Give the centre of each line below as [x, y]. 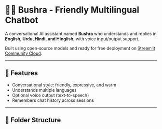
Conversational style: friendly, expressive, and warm [64, 85]
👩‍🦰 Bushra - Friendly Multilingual [72, 10]
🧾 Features [21, 73]
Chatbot [22, 20]
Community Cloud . [24, 53]
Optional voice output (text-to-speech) [50, 95]
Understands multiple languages [44, 90]
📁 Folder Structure [33, 120]
